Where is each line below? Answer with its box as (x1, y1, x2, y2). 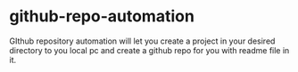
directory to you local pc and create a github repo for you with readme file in (9, 44, 290, 55)
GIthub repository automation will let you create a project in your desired (9, 36, 276, 46)
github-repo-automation (9, 6, 195, 27)
